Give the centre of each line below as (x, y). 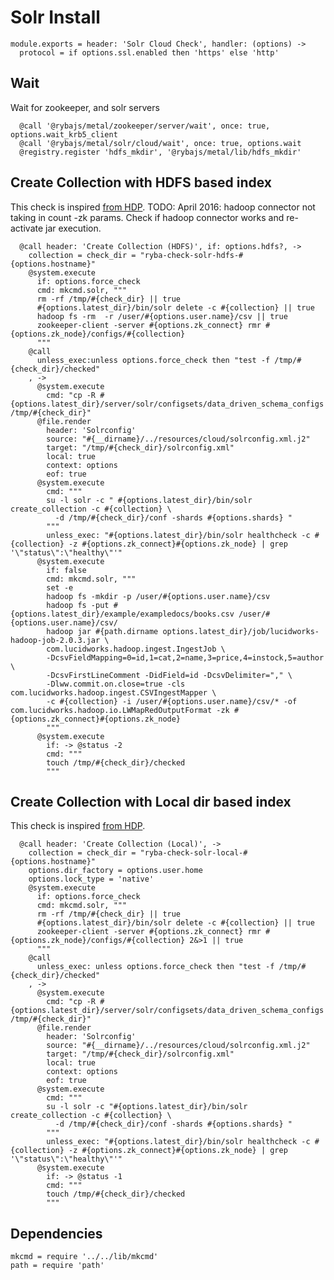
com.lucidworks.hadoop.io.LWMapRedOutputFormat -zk (120, 710)
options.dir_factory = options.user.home (115, 871)
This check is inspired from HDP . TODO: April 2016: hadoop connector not (163, 207)
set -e (60, 587)
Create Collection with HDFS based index (141, 182)
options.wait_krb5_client (64, 134)
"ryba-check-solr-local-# (193, 853)
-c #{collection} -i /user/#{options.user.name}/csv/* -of (172, 701)
